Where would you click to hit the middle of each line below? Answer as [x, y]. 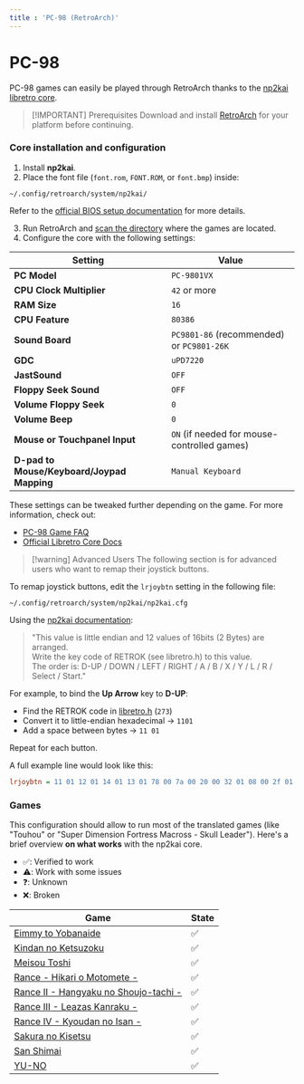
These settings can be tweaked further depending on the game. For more [146, 504]
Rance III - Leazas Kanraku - [76, 1007]
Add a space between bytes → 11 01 [91, 730]
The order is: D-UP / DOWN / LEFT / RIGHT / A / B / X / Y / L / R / [152, 666]
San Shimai [38, 1051]
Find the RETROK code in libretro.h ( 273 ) [97, 711]
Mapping [33, 483]
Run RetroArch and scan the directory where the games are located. [149, 228]
